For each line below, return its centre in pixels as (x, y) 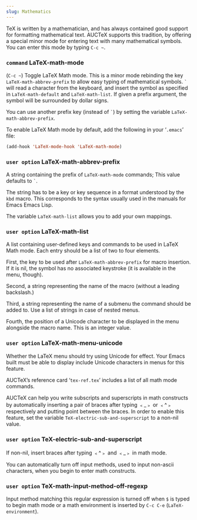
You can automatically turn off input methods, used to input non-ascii (90, 465)
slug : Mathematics (29, 12)
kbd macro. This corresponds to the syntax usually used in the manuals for (96, 199)
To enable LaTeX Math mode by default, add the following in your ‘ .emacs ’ (95, 129)
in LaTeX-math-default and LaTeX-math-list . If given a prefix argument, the (96, 94)
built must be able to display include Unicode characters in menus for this (95, 362)
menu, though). (25, 274)
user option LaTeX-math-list (47, 232)
